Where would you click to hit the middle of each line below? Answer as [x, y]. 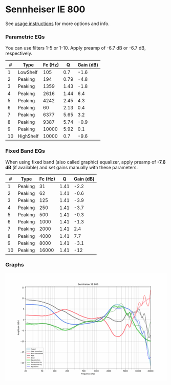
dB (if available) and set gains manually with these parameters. [72, 168]
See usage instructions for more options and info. [58, 24]
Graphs [15, 265]
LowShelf [28, 72]
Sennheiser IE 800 [45, 9]
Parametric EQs [25, 37]
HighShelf [28, 136]
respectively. [19, 53]
